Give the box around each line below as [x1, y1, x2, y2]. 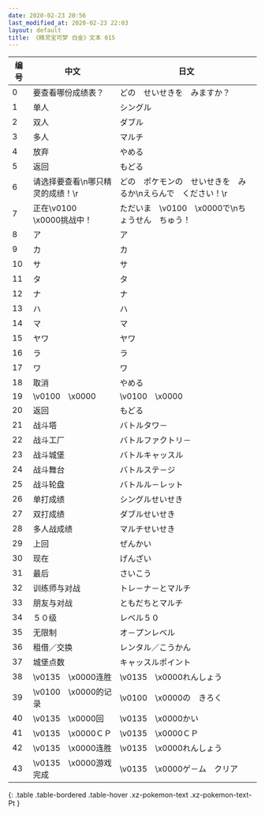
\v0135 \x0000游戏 [32, 757, 112, 768]
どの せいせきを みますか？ [119, 88, 231, 99]
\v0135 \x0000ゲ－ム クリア [119, 764, 238, 775]
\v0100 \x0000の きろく [119, 693, 222, 704]
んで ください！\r [159, 188, 228, 199]
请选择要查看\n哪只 [32, 176, 104, 187]
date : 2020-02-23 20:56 [8, 11, 87, 20]
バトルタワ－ [119, 420, 168, 431]
